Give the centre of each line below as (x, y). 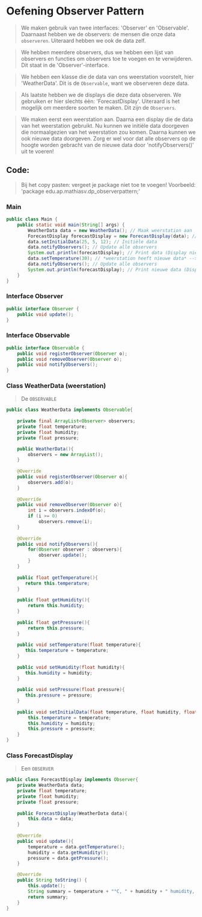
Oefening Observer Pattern (75, 11)
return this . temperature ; (57, 583)
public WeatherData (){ (45, 449)
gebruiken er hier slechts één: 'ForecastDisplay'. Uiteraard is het (100, 101)
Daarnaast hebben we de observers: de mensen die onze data (98, 34)
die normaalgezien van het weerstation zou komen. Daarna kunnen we (108, 132)
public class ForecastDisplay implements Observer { (72, 780)
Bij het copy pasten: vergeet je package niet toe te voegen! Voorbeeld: (108, 184)
